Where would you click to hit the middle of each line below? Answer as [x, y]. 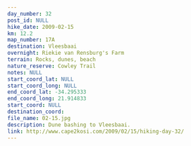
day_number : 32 [30, 14]
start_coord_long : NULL [42, 86]
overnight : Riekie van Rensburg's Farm [66, 53]
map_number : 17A [31, 40]
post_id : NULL [28, 20]
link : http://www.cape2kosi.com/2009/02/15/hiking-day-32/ [96, 131]
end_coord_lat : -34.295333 [47, 92]
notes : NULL [25, 72]
